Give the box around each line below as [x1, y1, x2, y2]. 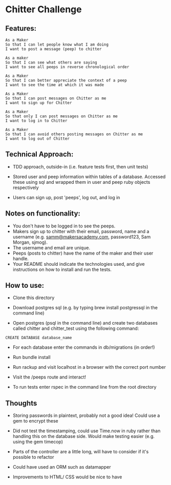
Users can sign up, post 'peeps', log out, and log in [12, 194, 120, 200]
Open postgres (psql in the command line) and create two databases [12, 320, 158, 326]
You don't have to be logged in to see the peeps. [12, 223, 116, 229]
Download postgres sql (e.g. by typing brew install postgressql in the [12, 305, 158, 311]
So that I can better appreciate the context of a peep [5, 78, 127, 83]
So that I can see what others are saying [5, 60, 97, 65]
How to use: [5, 281, 45, 290]
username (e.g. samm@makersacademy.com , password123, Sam [12, 234, 151, 240]
